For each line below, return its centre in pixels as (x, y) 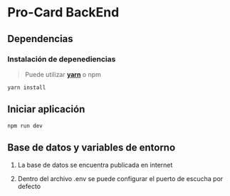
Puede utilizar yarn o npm (63, 74)
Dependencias (40, 39)
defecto (29, 186)
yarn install (27, 87)
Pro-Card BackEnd (63, 12)
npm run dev (25, 125)
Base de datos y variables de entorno (92, 148)
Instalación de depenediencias (62, 59)
